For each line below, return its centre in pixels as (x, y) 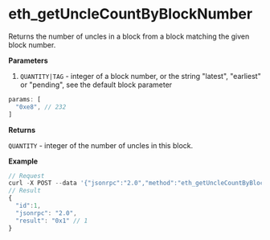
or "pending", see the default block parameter (96, 85)
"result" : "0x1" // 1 (52, 221)
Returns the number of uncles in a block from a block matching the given (129, 36)
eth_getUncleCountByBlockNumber (131, 14)
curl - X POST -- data (43, 183)
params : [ (25, 99)
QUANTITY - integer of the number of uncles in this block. (101, 145)
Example (23, 161)
